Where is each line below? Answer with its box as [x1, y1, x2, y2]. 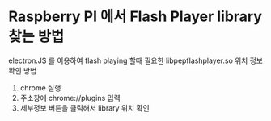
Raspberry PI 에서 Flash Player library [8, 7, 263, 26]
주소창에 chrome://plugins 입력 [19, 93, 121, 102]
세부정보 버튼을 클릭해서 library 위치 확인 [19, 102, 150, 113]
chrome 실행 [19, 82, 61, 93]
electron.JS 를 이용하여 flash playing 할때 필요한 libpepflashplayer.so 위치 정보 [8, 56, 263, 65]
